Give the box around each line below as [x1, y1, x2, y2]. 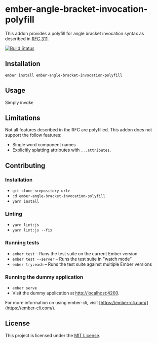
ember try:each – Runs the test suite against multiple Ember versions [12, 261, 152, 267]
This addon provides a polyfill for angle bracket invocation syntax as [5, 30, 144, 36]
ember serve [12, 286, 37, 290]
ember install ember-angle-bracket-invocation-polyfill [5, 73, 122, 78]
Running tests [5, 239, 39, 246]
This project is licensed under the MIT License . [5, 332, 101, 338]
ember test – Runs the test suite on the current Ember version [12, 250, 138, 256]
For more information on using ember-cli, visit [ [5, 299, 101, 305]
